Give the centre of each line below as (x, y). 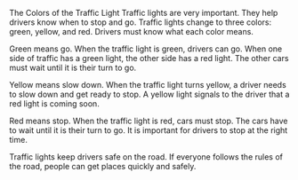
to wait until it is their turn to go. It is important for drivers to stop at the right (149, 130)
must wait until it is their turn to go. (73, 67)
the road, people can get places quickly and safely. (103, 166)
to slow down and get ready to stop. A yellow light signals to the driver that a (149, 94)
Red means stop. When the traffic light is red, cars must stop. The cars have (149, 121)
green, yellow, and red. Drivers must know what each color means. (131, 31)
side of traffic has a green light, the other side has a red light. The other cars (149, 58)
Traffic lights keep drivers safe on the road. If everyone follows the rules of (146, 157)
